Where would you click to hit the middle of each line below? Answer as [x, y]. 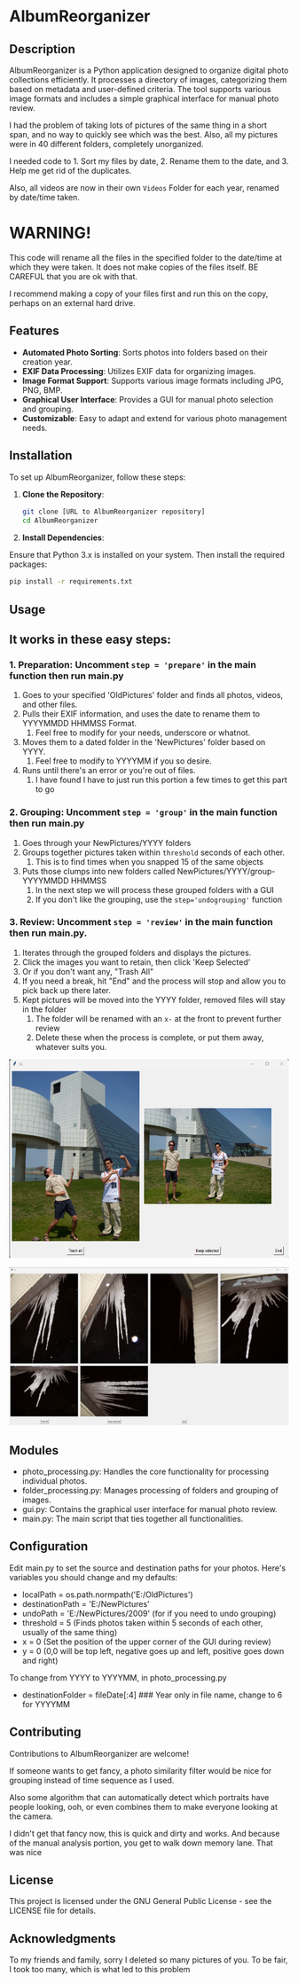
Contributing [45, 1732]
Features [34, 331]
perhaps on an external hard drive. [72, 302]
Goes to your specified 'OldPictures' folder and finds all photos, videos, [153, 695]
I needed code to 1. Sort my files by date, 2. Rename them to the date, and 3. [149, 161]
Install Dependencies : [63, 537]
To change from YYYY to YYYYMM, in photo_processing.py [118, 1677]
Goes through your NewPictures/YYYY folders [106, 843]
